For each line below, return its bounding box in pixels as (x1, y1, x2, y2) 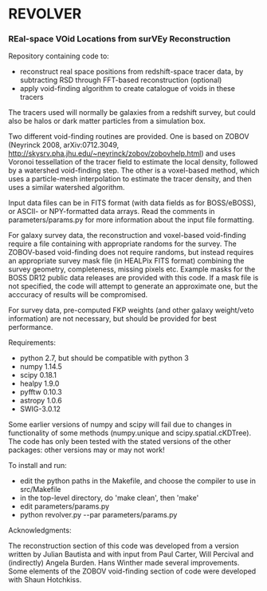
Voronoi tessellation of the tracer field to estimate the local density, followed (8, 157, 258, 167)
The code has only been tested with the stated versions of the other (8, 437, 231, 446)
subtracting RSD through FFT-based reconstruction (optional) (19, 75, 222, 85)
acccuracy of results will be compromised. (8, 290, 148, 299)
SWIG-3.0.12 (19, 404, 61, 414)
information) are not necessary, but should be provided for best (8, 314, 217, 323)
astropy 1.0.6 (19, 396, 62, 406)
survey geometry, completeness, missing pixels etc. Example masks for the (8, 264, 256, 274)
